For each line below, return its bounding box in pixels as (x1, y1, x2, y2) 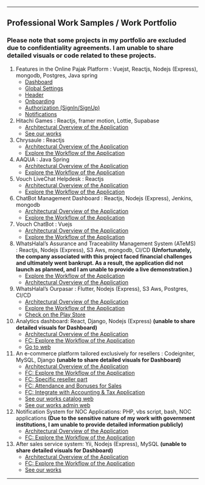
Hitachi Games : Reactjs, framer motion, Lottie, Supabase (15, 117, 160, 124)
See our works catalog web (24, 395, 94, 402)
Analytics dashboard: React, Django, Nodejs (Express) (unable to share (15, 317, 195, 324)
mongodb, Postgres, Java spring (15, 71, 98, 79)
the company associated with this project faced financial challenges (15, 253, 192, 260)
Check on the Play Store (24, 311, 86, 318)
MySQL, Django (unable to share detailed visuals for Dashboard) (15, 356, 181, 363)
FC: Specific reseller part (24, 375, 88, 383)
